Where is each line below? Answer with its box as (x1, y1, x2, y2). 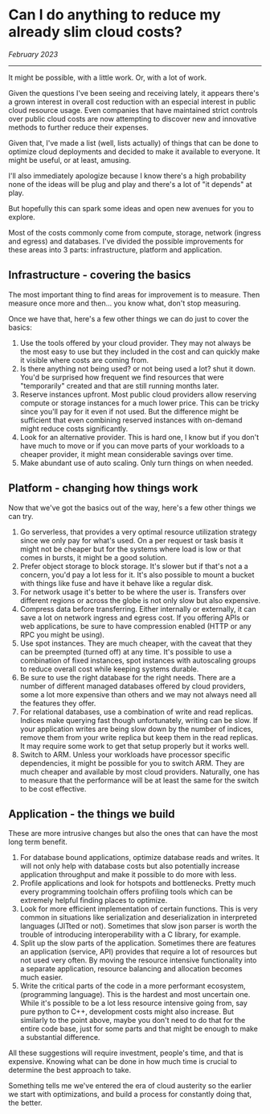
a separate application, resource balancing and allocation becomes (19, 964, 243, 974)
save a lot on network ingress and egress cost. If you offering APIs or (19, 613, 249, 622)
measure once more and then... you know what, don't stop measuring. (8, 298, 241, 308)
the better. (8, 1098, 43, 1108)
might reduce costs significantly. (19, 423, 129, 433)
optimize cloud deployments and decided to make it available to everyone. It (8, 147, 261, 156)
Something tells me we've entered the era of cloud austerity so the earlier (8, 1081, 252, 1091)
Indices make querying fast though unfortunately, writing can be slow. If (19, 715, 259, 725)
